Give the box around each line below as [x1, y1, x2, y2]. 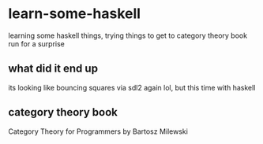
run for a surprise [8, 39, 66, 48]
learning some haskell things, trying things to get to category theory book [8, 31, 247, 40]
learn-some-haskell [8, 5, 141, 23]
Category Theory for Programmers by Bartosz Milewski [8, 127, 188, 136]
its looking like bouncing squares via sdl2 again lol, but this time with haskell [8, 83, 256, 92]
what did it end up [8, 62, 99, 76]
